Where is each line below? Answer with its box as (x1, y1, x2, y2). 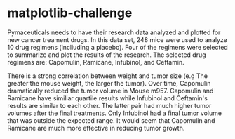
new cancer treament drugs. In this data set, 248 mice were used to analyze (7, 35, 228, 44)
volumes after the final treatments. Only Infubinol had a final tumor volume (7, 109, 222, 117)
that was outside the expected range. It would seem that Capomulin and (7, 116, 215, 124)
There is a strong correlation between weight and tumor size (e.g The (7, 72, 208, 80)
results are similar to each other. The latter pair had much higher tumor (7, 101, 212, 110)
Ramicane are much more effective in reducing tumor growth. (7, 124, 185, 132)
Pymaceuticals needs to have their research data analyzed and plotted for (7, 28, 221, 37)
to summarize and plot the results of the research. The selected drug (7, 51, 206, 59)
